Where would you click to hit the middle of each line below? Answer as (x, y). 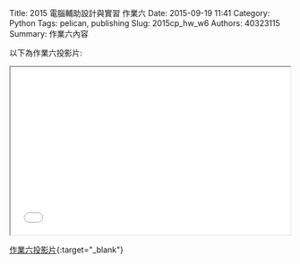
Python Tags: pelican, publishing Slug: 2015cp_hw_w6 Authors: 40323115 (145, 23)
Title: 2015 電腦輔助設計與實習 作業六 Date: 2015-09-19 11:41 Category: (140, 13)
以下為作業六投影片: (46, 53)
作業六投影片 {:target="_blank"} (66, 250)
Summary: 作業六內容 (49, 34)
